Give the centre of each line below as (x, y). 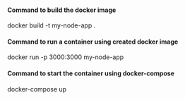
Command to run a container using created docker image (93, 42)
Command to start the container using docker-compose (91, 73)
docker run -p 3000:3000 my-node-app (66, 57)
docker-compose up (37, 89)
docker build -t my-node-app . (52, 25)
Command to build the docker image (62, 10)
